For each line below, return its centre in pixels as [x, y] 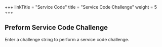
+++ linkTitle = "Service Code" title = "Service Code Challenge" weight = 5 [81, 7]
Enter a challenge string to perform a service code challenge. [67, 39]
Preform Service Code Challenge [56, 28]
